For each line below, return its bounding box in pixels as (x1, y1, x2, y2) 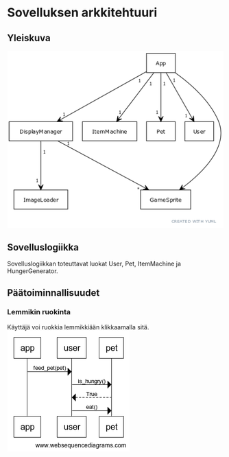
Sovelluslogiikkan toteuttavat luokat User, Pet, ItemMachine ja (7, 259, 182, 268)
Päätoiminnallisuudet (7, 287, 100, 298)
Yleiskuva (7, 32, 51, 44)
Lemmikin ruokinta (7, 307, 71, 317)
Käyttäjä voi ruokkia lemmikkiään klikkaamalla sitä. (7, 323, 149, 331)
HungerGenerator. (7, 267, 58, 275)
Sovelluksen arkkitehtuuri (7, 5, 158, 21)
